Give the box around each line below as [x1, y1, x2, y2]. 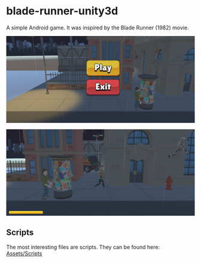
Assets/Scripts [6, 250, 42, 257]
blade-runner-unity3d [6, 4, 118, 18]
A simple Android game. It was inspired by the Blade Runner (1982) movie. [6, 24, 190, 31]
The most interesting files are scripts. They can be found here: [6, 243, 160, 250]
